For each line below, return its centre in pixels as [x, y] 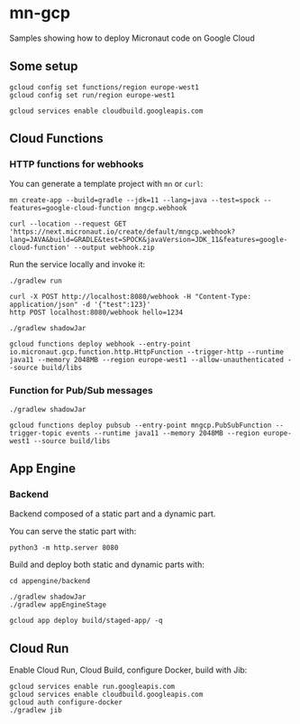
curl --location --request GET [68, 224]
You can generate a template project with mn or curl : [106, 184]
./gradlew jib [36, 710]
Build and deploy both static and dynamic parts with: [107, 565]
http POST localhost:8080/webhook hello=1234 [96, 313]
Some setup [44, 66]
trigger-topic [36, 433]
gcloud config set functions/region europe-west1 [105, 87]
